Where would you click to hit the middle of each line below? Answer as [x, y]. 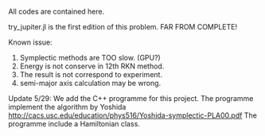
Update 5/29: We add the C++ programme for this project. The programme [131, 98]
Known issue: [31, 42]
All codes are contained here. [57, 12]
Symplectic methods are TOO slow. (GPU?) [90, 58]
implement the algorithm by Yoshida [67, 107]
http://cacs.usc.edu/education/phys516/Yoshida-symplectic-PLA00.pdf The [132, 115]
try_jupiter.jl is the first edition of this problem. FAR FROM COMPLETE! [123, 27]
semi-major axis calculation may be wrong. [90, 83]
